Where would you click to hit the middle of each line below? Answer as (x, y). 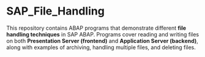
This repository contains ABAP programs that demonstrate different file (96, 28)
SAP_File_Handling (56, 11)
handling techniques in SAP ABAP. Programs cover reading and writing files (103, 34)
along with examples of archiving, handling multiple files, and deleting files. (101, 47)
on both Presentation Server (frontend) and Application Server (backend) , (102, 41)
